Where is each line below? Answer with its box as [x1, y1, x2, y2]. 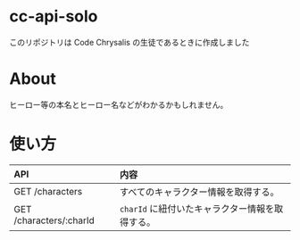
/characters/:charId [13, 214, 96, 227]
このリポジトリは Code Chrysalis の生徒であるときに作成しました [9, 37, 250, 47]
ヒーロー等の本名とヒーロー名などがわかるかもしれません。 [9, 99, 229, 110]
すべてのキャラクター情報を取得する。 [119, 186, 279, 198]
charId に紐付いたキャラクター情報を [119, 203, 275, 215]
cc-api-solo [9, 6, 98, 27]
